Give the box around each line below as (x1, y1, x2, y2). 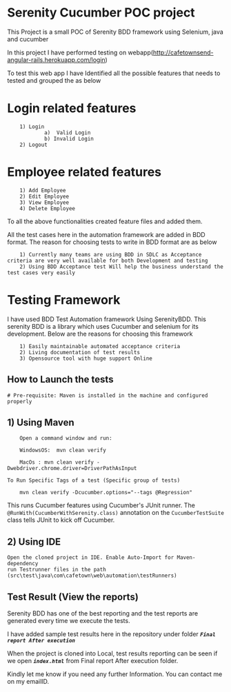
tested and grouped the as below (7, 76, 101, 84)
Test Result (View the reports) (7, 591, 139, 602)
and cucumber (7, 34, 49, 43)
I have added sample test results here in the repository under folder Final (7, 630, 216, 638)
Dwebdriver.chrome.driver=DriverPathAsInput (7, 465, 137, 472)
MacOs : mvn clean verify (19, 459, 94, 466)
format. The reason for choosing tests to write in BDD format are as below (7, 238, 217, 246)
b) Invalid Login (43, 135, 94, 142)
